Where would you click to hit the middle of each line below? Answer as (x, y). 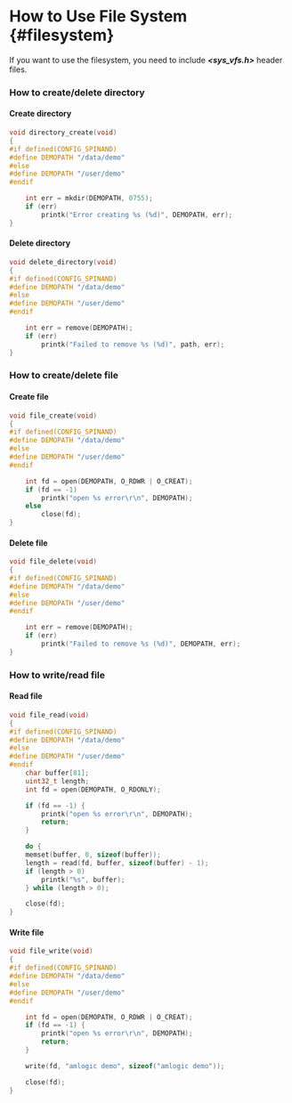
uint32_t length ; (57, 781)
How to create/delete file (64, 376)
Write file (27, 932)
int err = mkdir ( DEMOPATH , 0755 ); (89, 199)
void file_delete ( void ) (53, 562)
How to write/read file (57, 675)
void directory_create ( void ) (63, 133)
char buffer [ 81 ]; (57, 773)
